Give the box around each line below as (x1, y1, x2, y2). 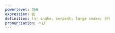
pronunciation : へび (5, 20, 46, 26)
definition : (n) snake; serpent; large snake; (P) (5, 16, 111, 21)
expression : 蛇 (5, 12, 35, 16)
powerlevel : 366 (5, 7, 38, 12)
